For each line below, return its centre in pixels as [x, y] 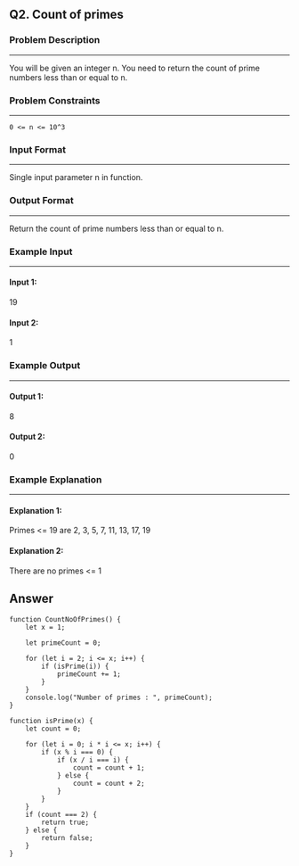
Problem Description [55, 40]
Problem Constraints [55, 100]
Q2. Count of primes [67, 15]
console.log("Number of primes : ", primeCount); [119, 697]
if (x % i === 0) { [77, 752]
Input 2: [24, 322]
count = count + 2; [109, 783]
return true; [65, 822]
